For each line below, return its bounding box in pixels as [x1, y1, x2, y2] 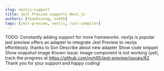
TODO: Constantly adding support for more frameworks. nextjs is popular [5, 34, 155, 40]
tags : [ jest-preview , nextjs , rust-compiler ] [5, 21, 101, 26]
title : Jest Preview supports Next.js [5, 12, 85, 17]
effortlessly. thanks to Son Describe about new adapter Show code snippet [5, 45, 159, 50]
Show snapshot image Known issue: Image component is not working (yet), [5, 50, 160, 56]
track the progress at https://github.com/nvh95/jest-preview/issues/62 [5, 55, 150, 61]
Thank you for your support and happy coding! [5, 60, 101, 66]
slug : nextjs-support [5, 7, 50, 12]
